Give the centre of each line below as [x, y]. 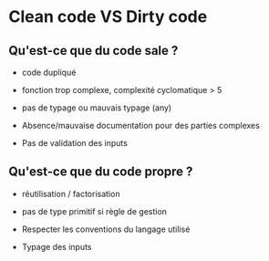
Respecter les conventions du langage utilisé [106, 229]
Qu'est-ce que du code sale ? [93, 51]
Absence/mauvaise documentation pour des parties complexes [141, 125]
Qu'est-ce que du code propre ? [101, 172]
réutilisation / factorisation [71, 193]
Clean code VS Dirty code [108, 17]
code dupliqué [49, 72]
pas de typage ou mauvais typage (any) [97, 108]
